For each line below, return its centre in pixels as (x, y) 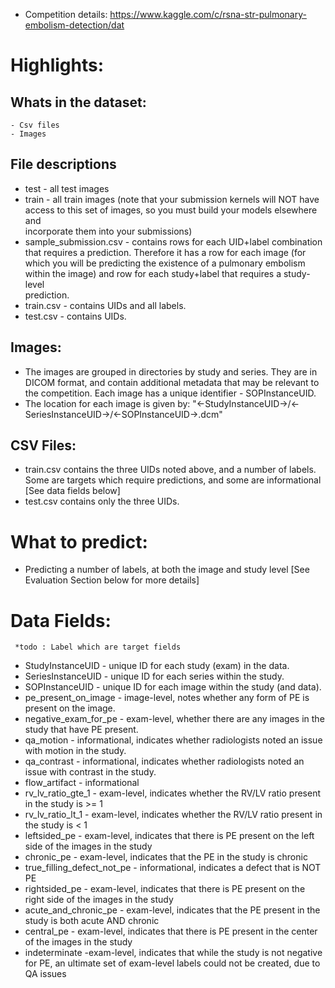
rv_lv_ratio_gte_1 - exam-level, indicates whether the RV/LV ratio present (172, 793)
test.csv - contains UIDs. (75, 316)
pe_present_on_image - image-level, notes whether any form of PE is (167, 698)
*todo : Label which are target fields (98, 647)
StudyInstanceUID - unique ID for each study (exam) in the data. (157, 666)
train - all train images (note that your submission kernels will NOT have (172, 199)
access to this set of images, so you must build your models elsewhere (171, 210)
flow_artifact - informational (82, 783)
